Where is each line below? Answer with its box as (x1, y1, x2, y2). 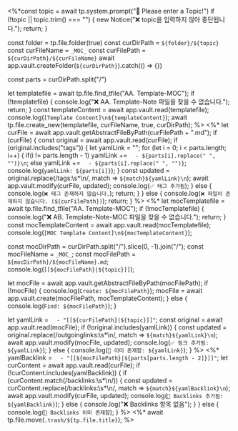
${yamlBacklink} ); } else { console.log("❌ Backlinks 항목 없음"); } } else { (7, 400, 219, 408)
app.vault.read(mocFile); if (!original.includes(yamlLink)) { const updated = (7, 323, 227, 332)
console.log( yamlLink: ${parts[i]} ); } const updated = (7, 167, 170, 174)
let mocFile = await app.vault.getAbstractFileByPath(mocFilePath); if (7, 279, 209, 287)
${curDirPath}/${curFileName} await (7, 54, 115, 62)
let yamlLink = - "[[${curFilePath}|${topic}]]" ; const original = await (7, 315, 223, 324)
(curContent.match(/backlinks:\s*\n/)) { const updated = (7, 376, 173, 385)
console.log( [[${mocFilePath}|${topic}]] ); (7, 265, 135, 273)
